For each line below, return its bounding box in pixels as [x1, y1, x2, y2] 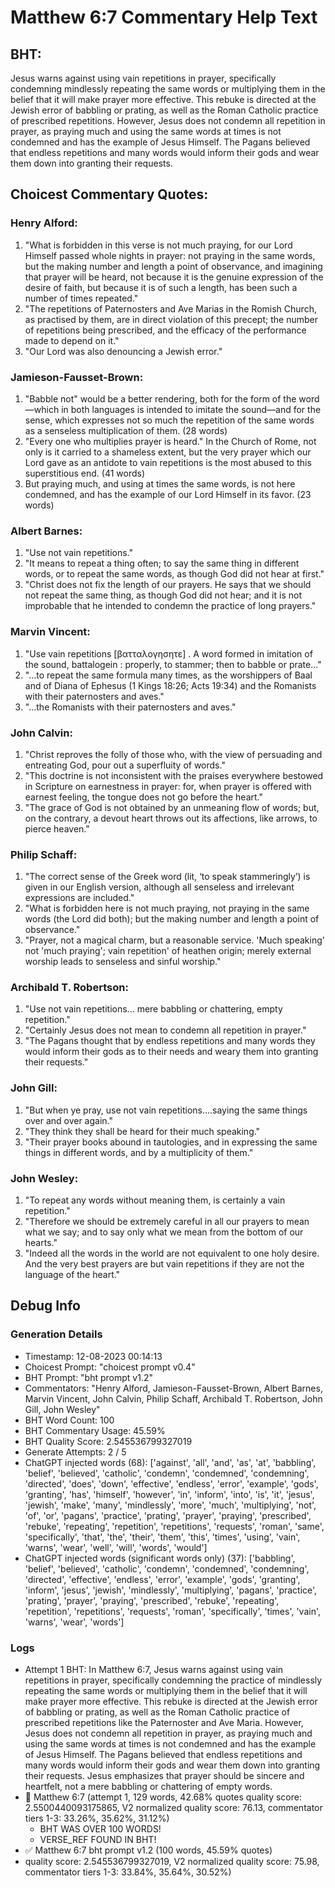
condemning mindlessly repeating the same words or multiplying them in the [10, 83, 326, 95]
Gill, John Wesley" [24, 1403, 101, 1415]
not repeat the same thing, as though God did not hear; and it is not [24, 589, 302, 601]
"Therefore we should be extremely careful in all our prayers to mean [24, 1216, 310, 1228]
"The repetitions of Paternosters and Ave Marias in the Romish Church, [24, 302, 317, 315]
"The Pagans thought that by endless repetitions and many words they [24, 1035, 316, 1047]
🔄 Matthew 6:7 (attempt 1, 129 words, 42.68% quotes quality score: [24, 1791, 302, 1803]
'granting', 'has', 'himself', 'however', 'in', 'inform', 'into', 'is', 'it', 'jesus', [24, 1488, 315, 1500]
